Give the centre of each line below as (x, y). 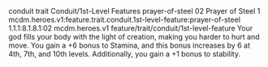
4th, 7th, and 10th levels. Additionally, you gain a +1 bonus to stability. (125, 54)
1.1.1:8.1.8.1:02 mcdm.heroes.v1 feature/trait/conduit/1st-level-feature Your (131, 28)
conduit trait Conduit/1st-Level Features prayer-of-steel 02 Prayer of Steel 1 (134, 11)
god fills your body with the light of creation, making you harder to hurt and (134, 37)
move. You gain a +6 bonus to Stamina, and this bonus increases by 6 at (129, 45)
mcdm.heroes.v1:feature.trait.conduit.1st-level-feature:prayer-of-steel (125, 19)
